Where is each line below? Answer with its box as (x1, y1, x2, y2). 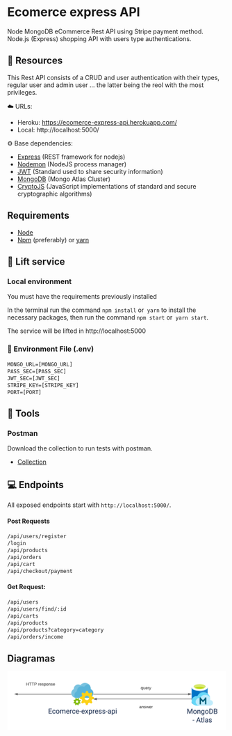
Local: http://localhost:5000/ (17, 125, 99, 134)
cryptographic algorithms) (17, 189, 92, 198)
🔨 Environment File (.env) (7, 344, 94, 354)
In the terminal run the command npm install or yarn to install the (7, 306, 197, 314)
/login (7, 540, 26, 547)
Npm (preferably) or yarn (17, 235, 90, 244)
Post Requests (7, 517, 50, 525)
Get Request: (7, 582, 47, 590)
